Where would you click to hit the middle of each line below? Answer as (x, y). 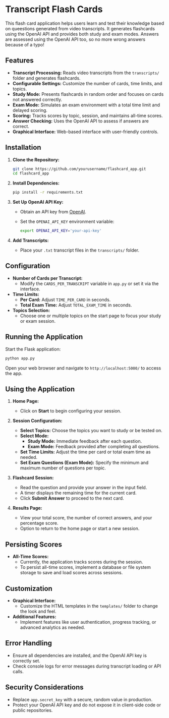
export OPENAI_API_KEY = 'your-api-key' (61, 231)
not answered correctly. (37, 99)
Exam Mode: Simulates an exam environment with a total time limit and (86, 105)
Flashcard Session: (33, 478)
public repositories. (33, 710)
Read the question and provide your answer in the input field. (83, 488)
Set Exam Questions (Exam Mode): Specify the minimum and (84, 463)
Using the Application (40, 389)
